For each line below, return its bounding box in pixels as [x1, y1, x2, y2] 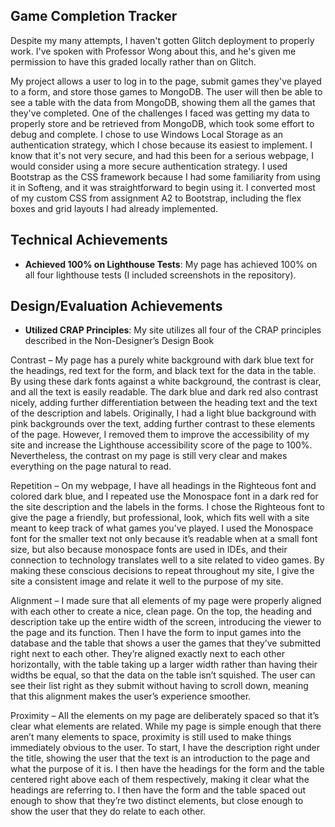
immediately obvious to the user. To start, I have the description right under [10, 742, 320, 754]
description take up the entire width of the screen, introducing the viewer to [10, 616, 322, 628]
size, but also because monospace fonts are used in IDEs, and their [10, 544, 288, 556]
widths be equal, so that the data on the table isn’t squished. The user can [10, 669, 316, 681]
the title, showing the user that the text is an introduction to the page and [10, 752, 310, 764]
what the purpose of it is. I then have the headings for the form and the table [10, 763, 325, 775]
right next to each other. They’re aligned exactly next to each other [10, 648, 285, 660]
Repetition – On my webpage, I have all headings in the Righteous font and [10, 480, 317, 492]
